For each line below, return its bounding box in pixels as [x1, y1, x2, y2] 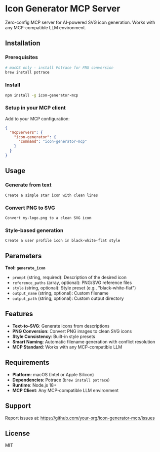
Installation [5, 39, 40, 48]
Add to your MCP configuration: [5, 115, 70, 121]
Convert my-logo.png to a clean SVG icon [5, 215, 92, 221]
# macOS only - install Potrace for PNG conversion [5, 65, 114, 70]
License [5, 429, 30, 438]
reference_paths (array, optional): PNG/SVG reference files [12, 280, 132, 285]
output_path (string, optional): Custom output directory [12, 295, 124, 301]
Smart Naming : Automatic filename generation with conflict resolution [12, 339, 156, 344]
